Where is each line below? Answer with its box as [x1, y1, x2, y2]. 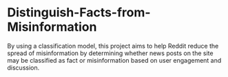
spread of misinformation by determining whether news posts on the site [7, 49, 214, 57]
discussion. [7, 63, 40, 72]
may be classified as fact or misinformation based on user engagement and [7, 56, 222, 64]
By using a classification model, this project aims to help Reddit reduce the [7, 42, 219, 50]
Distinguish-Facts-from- [7, 5, 151, 20]
